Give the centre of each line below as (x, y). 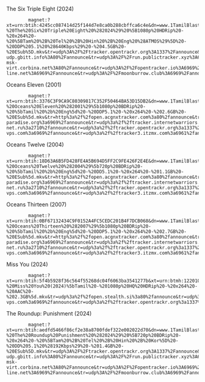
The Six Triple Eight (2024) (40, 9)
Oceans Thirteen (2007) (37, 204)
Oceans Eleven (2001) (34, 85)
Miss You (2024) (27, 264)
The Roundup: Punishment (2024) (49, 313)
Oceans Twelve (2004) (35, 145)
